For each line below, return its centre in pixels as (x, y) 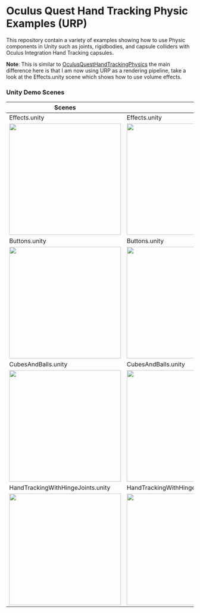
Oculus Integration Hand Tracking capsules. (60, 52)
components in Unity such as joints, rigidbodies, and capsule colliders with (98, 46)
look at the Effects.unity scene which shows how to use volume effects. (94, 77)
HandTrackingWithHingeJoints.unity (60, 488)
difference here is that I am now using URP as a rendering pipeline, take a (96, 70)
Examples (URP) (47, 23)
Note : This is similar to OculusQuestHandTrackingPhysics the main (88, 64)
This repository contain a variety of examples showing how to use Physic (96, 40)
